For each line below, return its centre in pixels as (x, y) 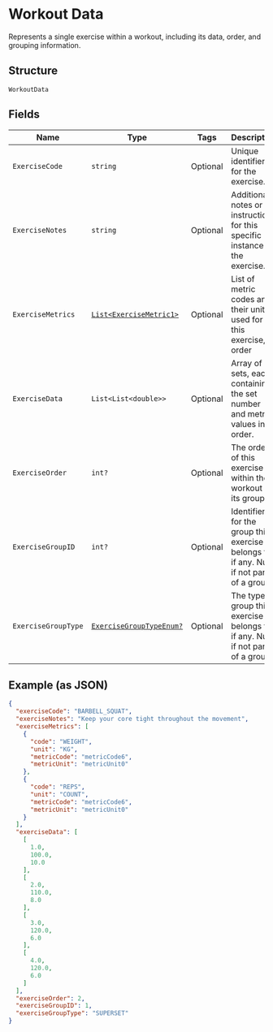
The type (248, 595)
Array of (247, 363)
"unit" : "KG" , (54, 749)
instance (247, 245)
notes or (247, 205)
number (246, 404)
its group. (249, 498)
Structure (33, 71)
